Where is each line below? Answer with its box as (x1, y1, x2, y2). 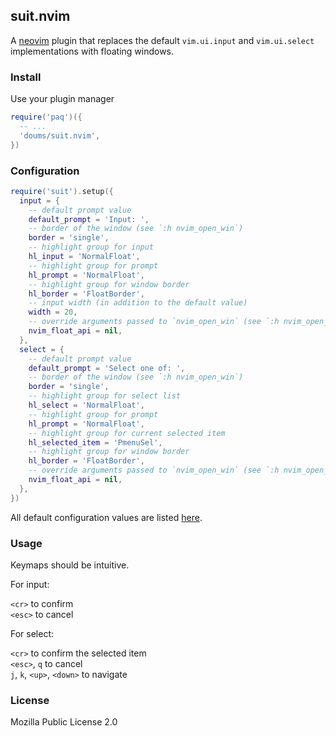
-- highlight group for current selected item (28, 428, 226, 438)
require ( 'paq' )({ (10, 112, 83, 123)
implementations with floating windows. (10, 45, 175, 57)
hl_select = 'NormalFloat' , (28, 400, 145, 411)
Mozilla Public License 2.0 (10, 716, 118, 728)
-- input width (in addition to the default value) (28, 298, 248, 308)
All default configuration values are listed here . (10, 511, 203, 523)
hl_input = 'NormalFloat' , (28, 252, 141, 262)
